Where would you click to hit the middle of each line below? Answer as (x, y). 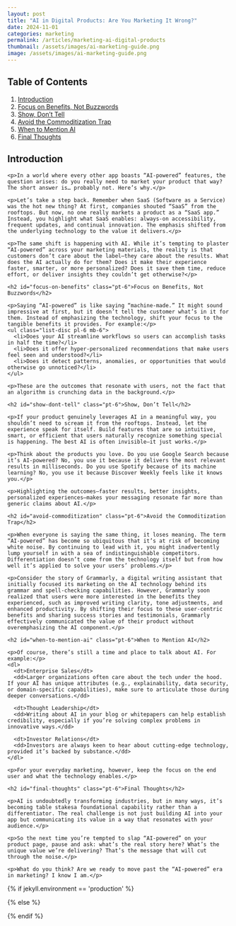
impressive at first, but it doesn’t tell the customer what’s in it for (118, 311)
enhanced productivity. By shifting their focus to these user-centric (115, 609)
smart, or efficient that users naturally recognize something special (115, 435)
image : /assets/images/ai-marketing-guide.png (77, 54)
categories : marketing (41, 34)
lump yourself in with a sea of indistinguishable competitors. (104, 553)
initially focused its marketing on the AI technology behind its (107, 584)
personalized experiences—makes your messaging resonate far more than (115, 497)
